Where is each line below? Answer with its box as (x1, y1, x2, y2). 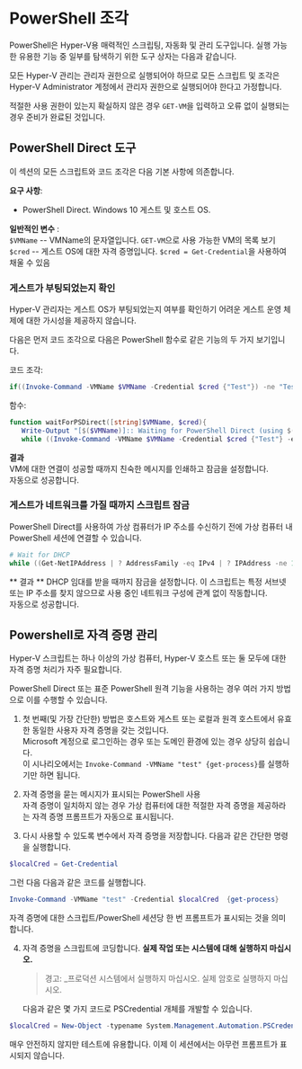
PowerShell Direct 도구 (9, 140, 137, 156)
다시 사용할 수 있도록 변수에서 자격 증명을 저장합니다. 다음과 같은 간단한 (22, 831, 272, 842)
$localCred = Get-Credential (9, 860, 119, 869)
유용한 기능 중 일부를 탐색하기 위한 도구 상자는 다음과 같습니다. (18, 50, 237, 61)
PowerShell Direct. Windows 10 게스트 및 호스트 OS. (22, 204, 211, 215)
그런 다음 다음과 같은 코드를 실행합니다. (9, 877, 147, 888)
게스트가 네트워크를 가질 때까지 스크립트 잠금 (9, 499, 191, 512)
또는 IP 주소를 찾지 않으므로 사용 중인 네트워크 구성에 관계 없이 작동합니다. (9, 587, 268, 598)
